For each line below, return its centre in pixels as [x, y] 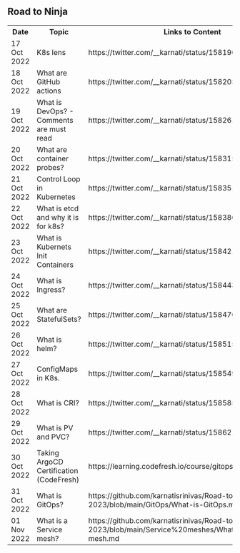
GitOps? [50, 504]
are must [51, 129]
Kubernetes [56, 197]
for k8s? [50, 226]
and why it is [58, 217]
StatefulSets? [59, 319]
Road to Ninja [38, 12]
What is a [52, 520]
